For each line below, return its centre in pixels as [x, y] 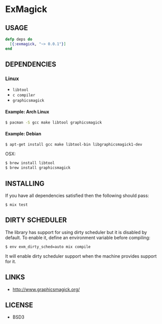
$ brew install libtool [30, 163]
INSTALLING [25, 184]
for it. [11, 261]
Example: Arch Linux [27, 112]
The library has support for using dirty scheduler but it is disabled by [76, 232]
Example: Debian [23, 134]
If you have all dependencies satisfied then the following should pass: [77, 196]
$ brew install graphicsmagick [38, 168]
